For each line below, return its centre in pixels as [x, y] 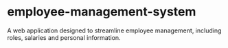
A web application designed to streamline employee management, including [114, 30]
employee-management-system [102, 12]
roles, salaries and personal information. [64, 37]
